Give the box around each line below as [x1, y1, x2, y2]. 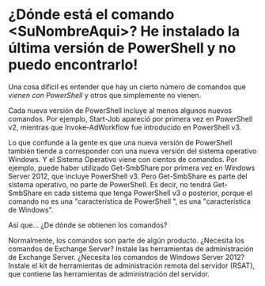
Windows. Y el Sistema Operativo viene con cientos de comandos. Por [8, 154, 238, 164]
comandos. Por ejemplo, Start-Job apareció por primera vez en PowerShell [8, 114, 253, 123]
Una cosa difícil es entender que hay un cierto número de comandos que [8, 81, 247, 92]
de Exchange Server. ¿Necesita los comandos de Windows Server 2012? [8, 252, 245, 262]
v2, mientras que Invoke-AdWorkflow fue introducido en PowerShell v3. [8, 122, 242, 132]
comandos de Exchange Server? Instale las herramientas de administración [8, 243, 254, 254]
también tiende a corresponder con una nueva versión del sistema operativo [8, 146, 257, 156]
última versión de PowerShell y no [8, 40, 237, 57]
